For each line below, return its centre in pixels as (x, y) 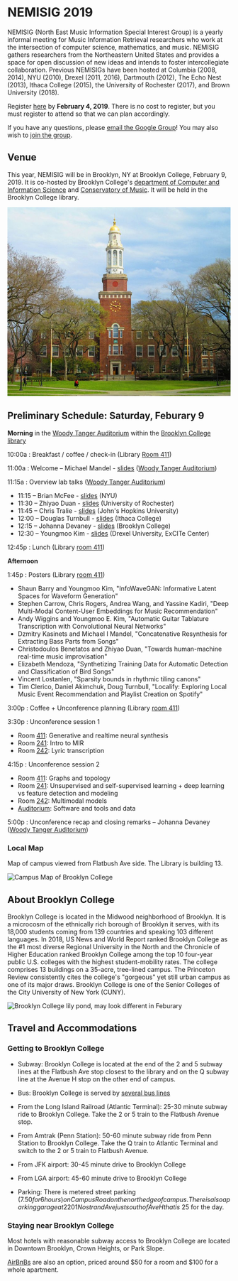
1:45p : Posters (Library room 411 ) (56, 574)
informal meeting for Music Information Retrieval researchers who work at (115, 39)
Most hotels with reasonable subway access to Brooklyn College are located (119, 1241)
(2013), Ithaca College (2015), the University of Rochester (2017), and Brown (119, 85)
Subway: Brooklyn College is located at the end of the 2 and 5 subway (120, 1064)
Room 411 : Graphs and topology (64, 778)
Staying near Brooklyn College (61, 1225)
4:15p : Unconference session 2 (54, 764)
